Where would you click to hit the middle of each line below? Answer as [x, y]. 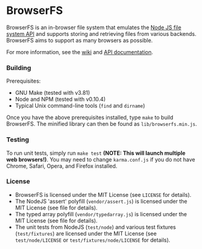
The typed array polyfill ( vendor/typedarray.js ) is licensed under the [101, 214]
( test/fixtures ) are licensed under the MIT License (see [86, 233]
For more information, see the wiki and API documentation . [80, 52]
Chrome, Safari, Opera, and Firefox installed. [62, 166]
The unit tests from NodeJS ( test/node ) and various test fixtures [95, 227]
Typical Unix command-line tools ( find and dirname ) [80, 106]
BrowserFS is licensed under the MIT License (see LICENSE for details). [103, 194]
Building [19, 67]
